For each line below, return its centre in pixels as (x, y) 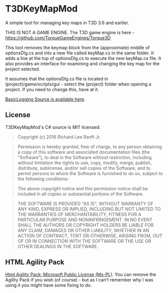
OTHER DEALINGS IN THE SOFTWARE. (58, 246)
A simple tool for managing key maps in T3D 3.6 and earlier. (67, 23)
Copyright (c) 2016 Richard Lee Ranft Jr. (59, 137)
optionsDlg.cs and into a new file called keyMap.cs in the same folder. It (80, 53)
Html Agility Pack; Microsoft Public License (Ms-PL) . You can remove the (81, 274)
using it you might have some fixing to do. (49, 285)
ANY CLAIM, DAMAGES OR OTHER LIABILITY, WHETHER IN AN (83, 230)
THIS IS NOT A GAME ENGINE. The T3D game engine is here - (70, 32)
